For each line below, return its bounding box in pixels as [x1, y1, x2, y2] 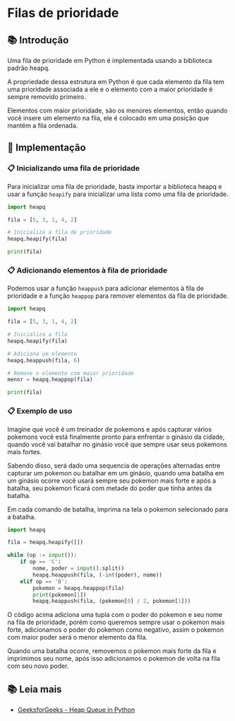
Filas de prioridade [7, 5, 119, 21]
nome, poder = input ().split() [32, 565, 125, 572]
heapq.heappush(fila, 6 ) [7, 357, 80, 364]
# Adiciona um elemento [7, 350, 78, 357]
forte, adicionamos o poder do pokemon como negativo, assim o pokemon [7, 625, 224, 634]
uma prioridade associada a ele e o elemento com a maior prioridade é [7, 85, 213, 93]
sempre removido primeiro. [7, 93, 86, 100]
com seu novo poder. [7, 662, 69, 670]
